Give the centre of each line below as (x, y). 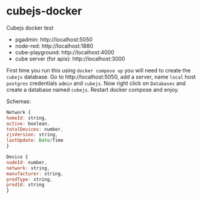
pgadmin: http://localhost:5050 (54, 39)
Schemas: (19, 101)
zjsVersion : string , (32, 135)
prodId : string (25, 185)
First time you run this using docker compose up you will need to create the (98, 70)
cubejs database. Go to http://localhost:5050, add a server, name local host (101, 77)
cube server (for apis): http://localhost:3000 (70, 58)
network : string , (28, 168)
